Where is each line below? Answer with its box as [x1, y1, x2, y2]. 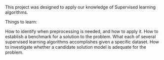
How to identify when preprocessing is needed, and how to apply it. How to [5, 29, 159, 34]
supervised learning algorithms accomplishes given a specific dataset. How [5, 39, 160, 45]
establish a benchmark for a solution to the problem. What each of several [5, 34, 156, 39]
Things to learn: [5, 19, 38, 25]
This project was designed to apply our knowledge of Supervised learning [5, 4, 156, 10]
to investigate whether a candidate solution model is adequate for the [5, 44, 147, 50]
